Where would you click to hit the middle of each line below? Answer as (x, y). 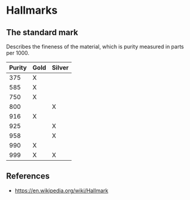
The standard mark (42, 32)
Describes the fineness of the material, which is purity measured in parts (95, 46)
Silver (61, 68)
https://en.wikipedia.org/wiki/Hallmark (61, 190)
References (28, 176)
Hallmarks (32, 10)
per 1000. (18, 53)
